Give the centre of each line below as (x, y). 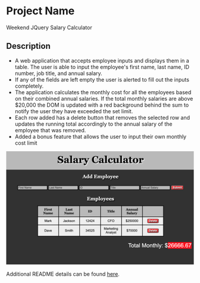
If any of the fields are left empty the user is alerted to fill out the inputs (102, 79)
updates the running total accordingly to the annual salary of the (93, 124)
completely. (29, 86)
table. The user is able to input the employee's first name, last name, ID (102, 67)
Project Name (40, 11)
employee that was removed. (50, 130)
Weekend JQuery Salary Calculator (49, 27)
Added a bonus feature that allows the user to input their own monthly (100, 136)
